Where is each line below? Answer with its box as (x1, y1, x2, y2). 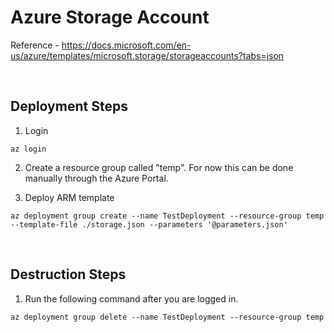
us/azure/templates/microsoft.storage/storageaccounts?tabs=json (10, 49, 285, 61)
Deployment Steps (10, 98, 128, 115)
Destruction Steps (10, 266, 127, 283)
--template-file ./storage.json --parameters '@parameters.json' (10, 219, 288, 230)
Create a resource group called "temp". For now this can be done (24, 161, 294, 173)
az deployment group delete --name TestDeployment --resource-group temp (10, 312, 325, 322)
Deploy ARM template (24, 191, 115, 203)
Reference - (10, 39, 60, 51)
